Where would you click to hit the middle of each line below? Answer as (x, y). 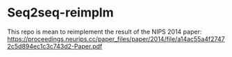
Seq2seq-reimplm (60, 13)
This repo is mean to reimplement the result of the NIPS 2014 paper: (105, 32)
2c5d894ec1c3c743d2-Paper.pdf (55, 46)
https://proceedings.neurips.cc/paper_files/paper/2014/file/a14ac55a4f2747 (116, 38)
